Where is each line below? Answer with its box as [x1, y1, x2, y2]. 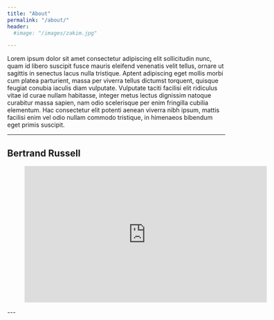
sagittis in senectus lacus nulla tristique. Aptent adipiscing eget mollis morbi [7, 69, 223, 78]
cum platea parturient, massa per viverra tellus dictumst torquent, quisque [7, 77, 219, 85]
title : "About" [7, 10, 51, 17]
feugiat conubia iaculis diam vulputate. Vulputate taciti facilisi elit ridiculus [7, 84, 218, 92]
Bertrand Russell [7, 147, 81, 159]
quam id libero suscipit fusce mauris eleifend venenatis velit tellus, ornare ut [7, 62, 224, 70]
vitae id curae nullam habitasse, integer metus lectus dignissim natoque [7, 91, 212, 100]
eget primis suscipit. [7, 121, 65, 129]
